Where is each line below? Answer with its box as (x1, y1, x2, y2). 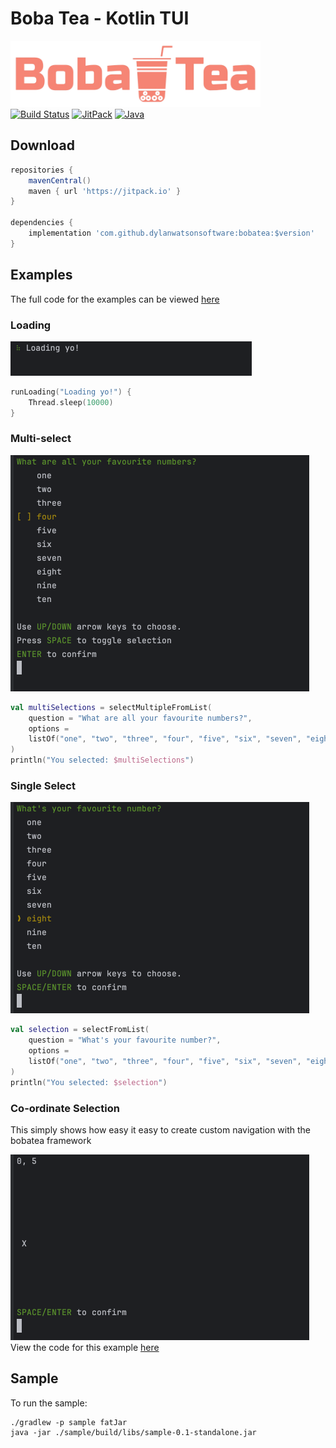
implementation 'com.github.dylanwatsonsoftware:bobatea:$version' (28, 228, 315, 239)
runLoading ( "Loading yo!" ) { (10, 387, 132, 397)
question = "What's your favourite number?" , (28, 1035, 222, 1046)
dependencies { (10, 218, 74, 228)
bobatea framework (10, 1134, 92, 1146)
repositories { (10, 165, 74, 175)
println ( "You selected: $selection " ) (10, 1077, 168, 1087)
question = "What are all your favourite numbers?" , (28, 713, 253, 723)
